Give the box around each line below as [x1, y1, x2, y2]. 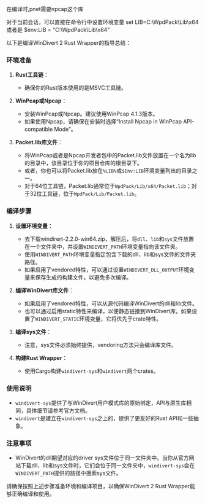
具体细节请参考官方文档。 [26, 407, 91, 414]
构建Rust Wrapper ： [15, 354, 68, 361]
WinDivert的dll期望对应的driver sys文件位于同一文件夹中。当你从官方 [15, 454, 189, 462]
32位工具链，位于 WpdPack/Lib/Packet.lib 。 [29, 190, 140, 198]
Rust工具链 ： [15, 71, 49, 79]
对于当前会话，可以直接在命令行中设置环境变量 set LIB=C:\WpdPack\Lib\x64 [6, 18, 199, 26]
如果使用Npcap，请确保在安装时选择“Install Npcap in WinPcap [24, 118, 182, 125]
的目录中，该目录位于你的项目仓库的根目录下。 [24, 159, 143, 167]
